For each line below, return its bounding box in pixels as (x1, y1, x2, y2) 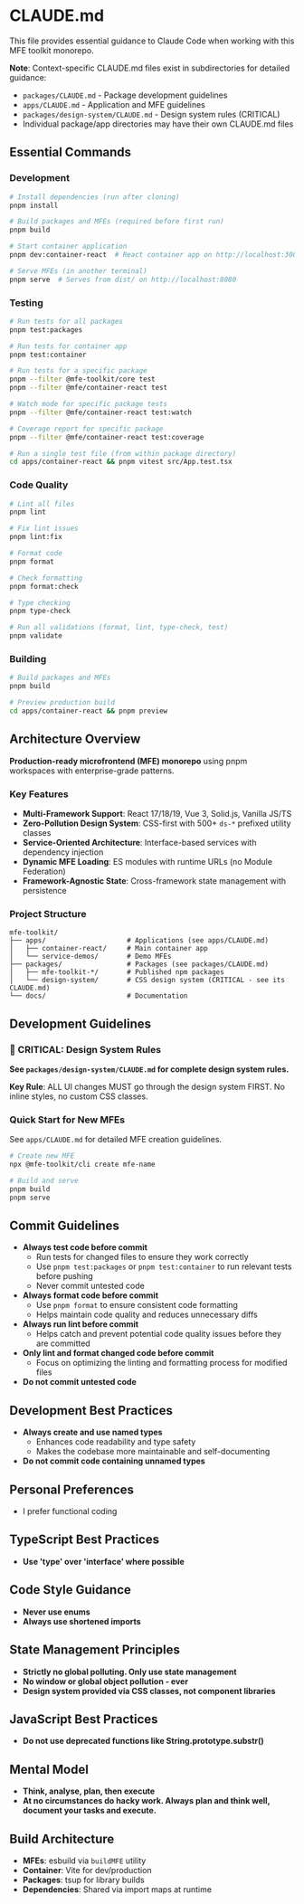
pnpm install (9, 201, 59, 210)
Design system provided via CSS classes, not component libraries (22, 1685, 276, 1696)
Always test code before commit (22, 1242, 147, 1253)
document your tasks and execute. (22, 1805, 157, 1816)
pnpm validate (9, 631, 63, 640)
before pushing (35, 1271, 93, 1282)
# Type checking (9, 598, 71, 607)
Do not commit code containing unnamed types (22, 1455, 205, 1466)
